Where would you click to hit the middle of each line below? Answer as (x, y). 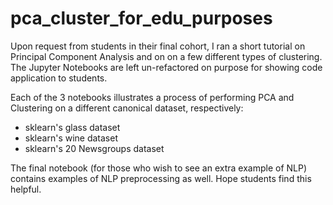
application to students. (59, 78)
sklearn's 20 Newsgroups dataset (94, 148)
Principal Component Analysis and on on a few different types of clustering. (166, 56)
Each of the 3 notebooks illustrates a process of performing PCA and (152, 97)
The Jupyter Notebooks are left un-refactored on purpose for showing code (166, 67)
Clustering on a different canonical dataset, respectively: (127, 108)
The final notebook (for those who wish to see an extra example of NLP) (159, 168)
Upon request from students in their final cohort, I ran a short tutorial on (158, 46)
